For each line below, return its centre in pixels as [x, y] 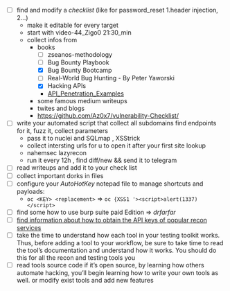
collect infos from [52, 40]
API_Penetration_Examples [86, 94]
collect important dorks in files [60, 175]
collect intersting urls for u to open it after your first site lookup [116, 145]
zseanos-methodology [80, 55]
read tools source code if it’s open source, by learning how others [110, 265]
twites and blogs [61, 108]
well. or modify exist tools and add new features [85, 280]
